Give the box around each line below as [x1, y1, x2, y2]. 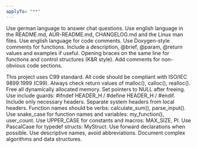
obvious [6, 62, 26, 69]
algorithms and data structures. [6, 135, 82, 142]
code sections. [26, 62, 63, 69]
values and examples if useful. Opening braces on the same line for [6, 49, 169, 56]
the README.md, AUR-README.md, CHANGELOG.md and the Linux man [6, 30, 183, 38]
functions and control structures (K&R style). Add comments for [6, 56, 161, 63]
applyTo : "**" [6, 8, 41, 15]
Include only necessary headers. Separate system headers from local [6, 98, 175, 105]
